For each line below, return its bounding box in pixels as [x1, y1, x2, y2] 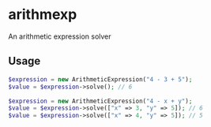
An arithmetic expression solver [8, 32, 112, 41]
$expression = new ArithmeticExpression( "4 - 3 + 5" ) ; [8, 75, 193, 84]
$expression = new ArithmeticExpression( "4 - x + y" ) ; [8, 97, 193, 105]
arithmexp [8, 6, 77, 24]
